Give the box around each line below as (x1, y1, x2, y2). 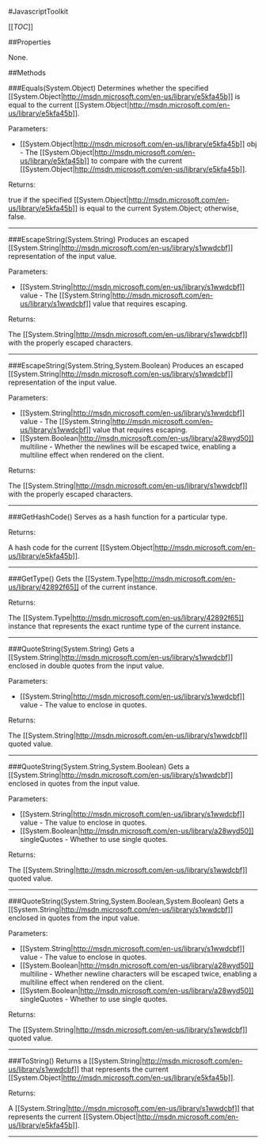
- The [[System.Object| (19, 148, 95, 157)
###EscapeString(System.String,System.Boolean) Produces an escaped (8, 361, 244, 370)
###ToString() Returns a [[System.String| (8, 1056, 142, 1065)
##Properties (8, 37, 51, 47)
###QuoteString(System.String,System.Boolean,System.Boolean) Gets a (8, 897, 245, 905)
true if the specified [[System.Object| (8, 195, 129, 204)
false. (8, 212, 26, 221)
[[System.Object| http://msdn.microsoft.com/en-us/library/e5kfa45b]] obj (19, 139, 257, 149)
